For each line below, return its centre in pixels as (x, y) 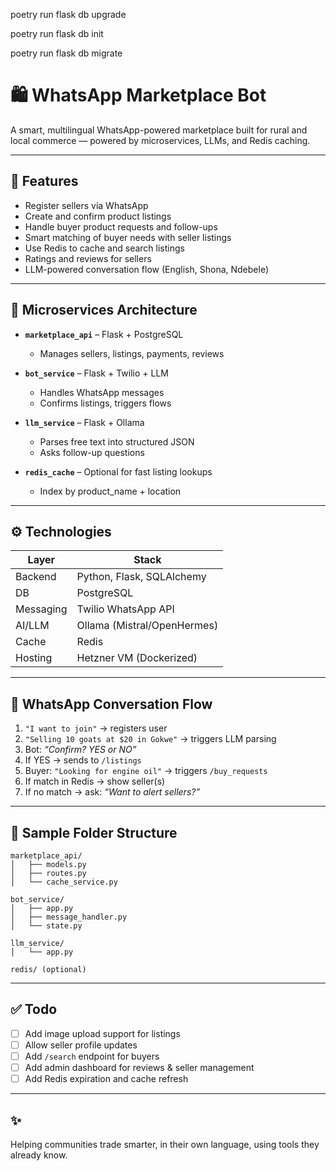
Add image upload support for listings (102, 1033)
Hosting (34, 658)
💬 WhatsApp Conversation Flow (111, 704)
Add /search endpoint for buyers (92, 1056)
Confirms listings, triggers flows (105, 403)
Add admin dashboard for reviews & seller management (139, 1067)
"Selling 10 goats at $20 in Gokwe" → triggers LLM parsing (150, 739)
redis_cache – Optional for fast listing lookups (118, 471)
